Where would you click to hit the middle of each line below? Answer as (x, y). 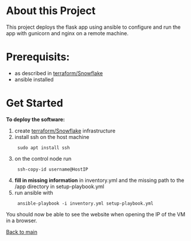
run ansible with (34, 192)
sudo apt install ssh (44, 148)
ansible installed (34, 79)
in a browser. (22, 220)
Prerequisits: (38, 57)
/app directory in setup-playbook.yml (59, 186)
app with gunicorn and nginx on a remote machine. (67, 33)
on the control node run (43, 158)
